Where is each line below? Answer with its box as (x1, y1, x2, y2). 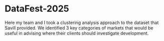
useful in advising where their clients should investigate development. (5, 30, 149, 36)
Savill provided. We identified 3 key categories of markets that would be (5, 24, 153, 30)
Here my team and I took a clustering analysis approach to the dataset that (5, 19, 159, 25)
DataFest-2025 (5, 3, 69, 14)
